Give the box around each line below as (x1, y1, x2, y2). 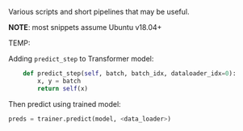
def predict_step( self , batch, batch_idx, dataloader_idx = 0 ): (23, 70, 237, 78)
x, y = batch (37, 77, 82, 85)
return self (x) (37, 84, 89, 92)
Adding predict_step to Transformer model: (8, 54, 154, 63)
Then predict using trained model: (8, 99, 121, 108)
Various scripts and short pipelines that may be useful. (8, 7, 190, 16)
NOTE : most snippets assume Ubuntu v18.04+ (8, 23, 162, 32)
